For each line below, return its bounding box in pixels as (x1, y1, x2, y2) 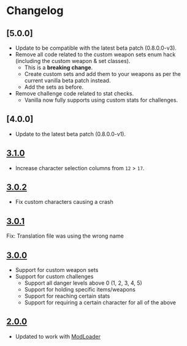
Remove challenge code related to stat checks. (15, 90, 134, 97)
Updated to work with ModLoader (15, 333, 101, 340)
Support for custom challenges (15, 273, 94, 280)
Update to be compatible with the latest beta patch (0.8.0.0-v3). (15, 44, 177, 51)
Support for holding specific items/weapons (24, 286, 136, 293)
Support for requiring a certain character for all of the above (24, 299, 177, 306)
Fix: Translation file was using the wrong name (6, 232, 124, 239)
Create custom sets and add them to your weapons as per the (24, 70, 181, 77)
